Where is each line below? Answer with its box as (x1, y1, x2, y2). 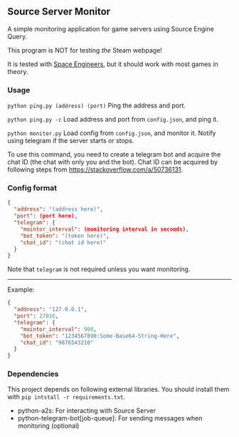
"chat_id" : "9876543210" (20, 339, 94, 346)
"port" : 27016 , (14, 312, 59, 320)
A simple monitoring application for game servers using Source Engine (7, 24, 215, 33)
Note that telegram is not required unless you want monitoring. (7, 265, 191, 273)
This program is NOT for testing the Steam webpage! (7, 46, 162, 54)
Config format (7, 183, 58, 193)
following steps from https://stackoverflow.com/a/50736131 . (7, 165, 184, 174)
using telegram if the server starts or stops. (7, 137, 134, 145)
